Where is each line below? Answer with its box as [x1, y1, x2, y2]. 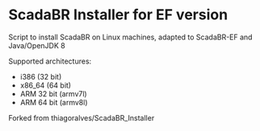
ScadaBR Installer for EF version [8, 6, 229, 24]
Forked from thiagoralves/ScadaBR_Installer [8, 113, 155, 122]
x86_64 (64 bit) [19, 80, 71, 90]
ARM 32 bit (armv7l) [19, 88, 87, 98]
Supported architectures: [8, 56, 92, 66]
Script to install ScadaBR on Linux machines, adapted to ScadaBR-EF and [8, 32, 253, 42]
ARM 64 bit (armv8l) [19, 97, 88, 107]
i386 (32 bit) [19, 72, 62, 81]
